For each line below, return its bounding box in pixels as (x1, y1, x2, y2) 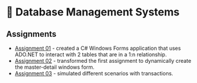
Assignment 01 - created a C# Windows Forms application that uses (14, 44, 181, 52)
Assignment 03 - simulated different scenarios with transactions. (14, 70, 173, 76)
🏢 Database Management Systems (6, 5, 180, 19)
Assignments (6, 29, 57, 39)
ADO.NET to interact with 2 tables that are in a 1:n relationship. (14, 51, 167, 58)
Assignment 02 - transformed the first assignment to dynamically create (14, 58, 192, 64)
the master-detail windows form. (14, 63, 95, 71)
